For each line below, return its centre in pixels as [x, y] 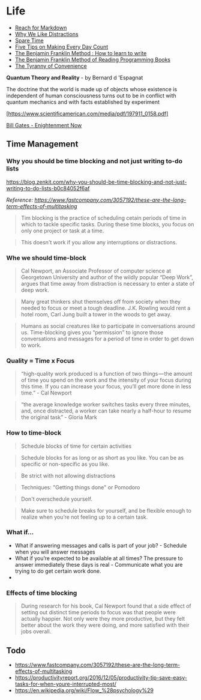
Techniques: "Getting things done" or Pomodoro [80, 487]
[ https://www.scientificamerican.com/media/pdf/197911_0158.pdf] [87, 113]
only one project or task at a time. [62, 231]
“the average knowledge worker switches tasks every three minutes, [106, 405]
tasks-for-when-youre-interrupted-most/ [66, 684]
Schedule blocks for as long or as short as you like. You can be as [102, 457]
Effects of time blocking [42, 593]
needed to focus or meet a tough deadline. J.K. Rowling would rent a [106, 308]
